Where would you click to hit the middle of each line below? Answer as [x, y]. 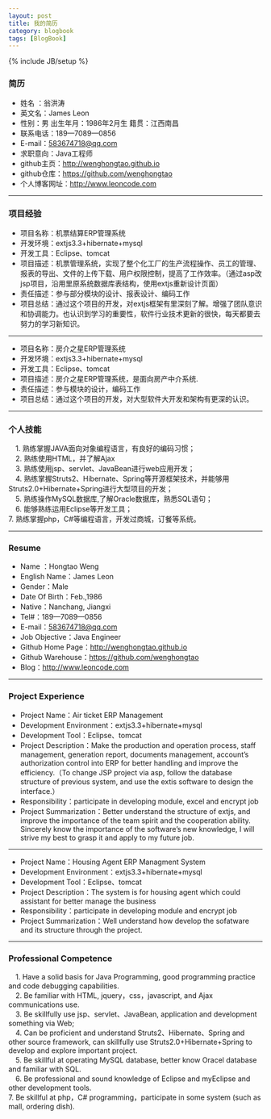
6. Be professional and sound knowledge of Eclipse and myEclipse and [133, 1079]
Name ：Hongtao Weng [59, 566]
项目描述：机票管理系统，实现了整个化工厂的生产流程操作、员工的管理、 [140, 263]
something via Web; [42, 1023]
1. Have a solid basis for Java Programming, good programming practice [135, 977]
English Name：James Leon [67, 577]
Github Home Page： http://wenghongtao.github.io [104, 647]
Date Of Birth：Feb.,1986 [61, 597]
